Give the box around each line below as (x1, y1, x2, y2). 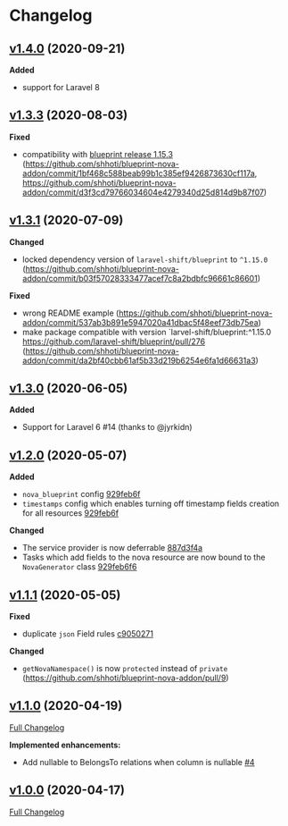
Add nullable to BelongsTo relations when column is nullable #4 (21, 756, 256, 767)
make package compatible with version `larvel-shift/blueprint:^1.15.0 (21, 326, 272, 337)
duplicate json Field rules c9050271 (21, 628, 154, 639)
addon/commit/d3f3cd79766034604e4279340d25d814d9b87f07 (21, 187, 265, 198)
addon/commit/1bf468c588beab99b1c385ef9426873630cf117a (21, 167, 256, 179)
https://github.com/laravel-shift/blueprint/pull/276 (21, 336, 206, 347)
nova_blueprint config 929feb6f (21, 489, 141, 500)
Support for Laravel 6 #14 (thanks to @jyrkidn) (21, 422, 193, 433)
